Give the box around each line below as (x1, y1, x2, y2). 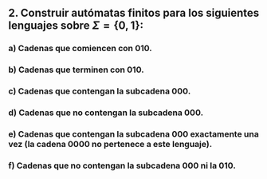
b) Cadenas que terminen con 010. (8, 64, 145, 75)
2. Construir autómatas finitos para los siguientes (8, 6, 260, 20)
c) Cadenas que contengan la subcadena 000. (8, 86, 191, 97)
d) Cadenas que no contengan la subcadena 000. (8, 107, 204, 118)
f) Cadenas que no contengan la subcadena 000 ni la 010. (8, 160, 237, 171)
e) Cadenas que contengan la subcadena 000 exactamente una (8, 129, 259, 139)
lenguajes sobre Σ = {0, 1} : (8, 19, 144, 33)
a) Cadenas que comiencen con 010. (8, 43, 153, 54)
